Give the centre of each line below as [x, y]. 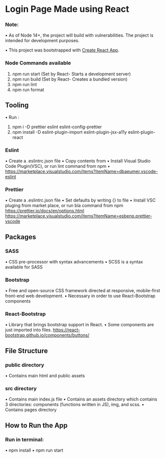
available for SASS [24, 267]
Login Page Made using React [67, 9]
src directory [21, 389]
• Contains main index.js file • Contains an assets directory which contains [81, 399]
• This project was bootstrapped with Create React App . [62, 50]
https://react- [66, 330]
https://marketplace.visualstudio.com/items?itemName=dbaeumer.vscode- [82, 171]
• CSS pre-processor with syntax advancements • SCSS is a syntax [74, 261]
